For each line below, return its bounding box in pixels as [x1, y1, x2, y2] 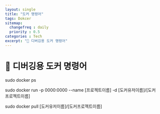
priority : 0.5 [9, 29, 40, 34]
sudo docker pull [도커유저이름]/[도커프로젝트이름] [5, 103, 102, 109]
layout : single [5, 7, 36, 12]
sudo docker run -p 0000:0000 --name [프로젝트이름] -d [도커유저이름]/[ [5, 87, 148, 93]
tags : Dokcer [5, 16, 32, 21]
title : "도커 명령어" [5, 12, 44, 16]
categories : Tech [5, 34, 42, 39]
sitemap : [5, 20, 23, 26]
